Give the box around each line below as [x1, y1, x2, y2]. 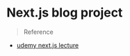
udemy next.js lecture [16, 41, 79, 49]
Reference [23, 28, 54, 36]
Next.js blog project [6, 5, 123, 21]
